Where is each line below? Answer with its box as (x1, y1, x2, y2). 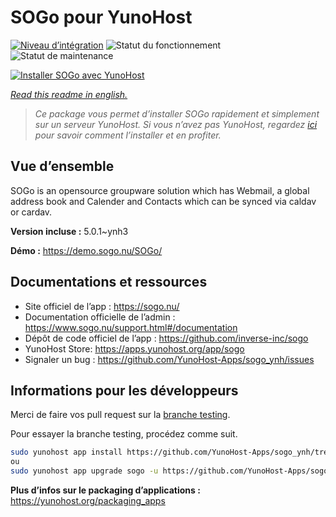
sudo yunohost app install (10, 447, 123, 458)
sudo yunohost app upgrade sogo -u (10, 466, 159, 476)
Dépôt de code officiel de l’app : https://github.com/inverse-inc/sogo (24, 332, 309, 344)
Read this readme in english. (10, 88, 128, 100)
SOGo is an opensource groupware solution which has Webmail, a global (10, 184, 310, 196)
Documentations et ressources (10, 274, 208, 291)
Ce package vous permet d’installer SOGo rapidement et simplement (34, 107, 320, 120)
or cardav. (10, 206, 53, 218)
